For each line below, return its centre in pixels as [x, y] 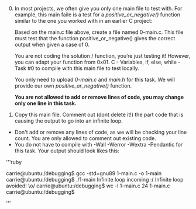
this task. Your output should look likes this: [67, 151]
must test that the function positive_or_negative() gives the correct [95, 38]
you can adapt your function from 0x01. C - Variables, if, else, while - [97, 62]
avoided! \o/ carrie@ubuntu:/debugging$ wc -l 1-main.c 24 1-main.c [88, 186]
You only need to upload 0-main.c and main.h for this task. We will [95, 79]
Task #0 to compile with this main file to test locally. [77, 68]
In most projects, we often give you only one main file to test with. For [98, 8]
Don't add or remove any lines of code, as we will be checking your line [101, 132]
